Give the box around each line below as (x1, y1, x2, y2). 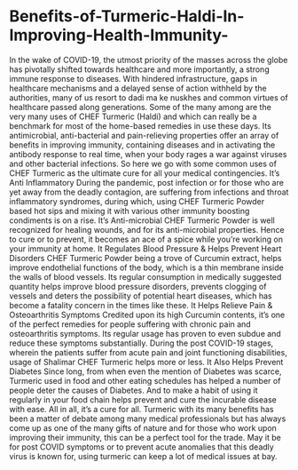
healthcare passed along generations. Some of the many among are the (9, 101, 272, 112)
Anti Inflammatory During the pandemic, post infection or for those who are (9, 177, 284, 187)
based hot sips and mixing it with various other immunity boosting (9, 205, 250, 216)
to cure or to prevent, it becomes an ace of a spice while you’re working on (9, 234, 284, 244)
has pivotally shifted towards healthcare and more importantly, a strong (9, 64, 270, 75)
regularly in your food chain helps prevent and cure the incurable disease (9, 394, 277, 405)
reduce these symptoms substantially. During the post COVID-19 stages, (9, 338, 274, 348)
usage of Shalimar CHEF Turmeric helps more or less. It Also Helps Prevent (9, 356, 284, 367)
